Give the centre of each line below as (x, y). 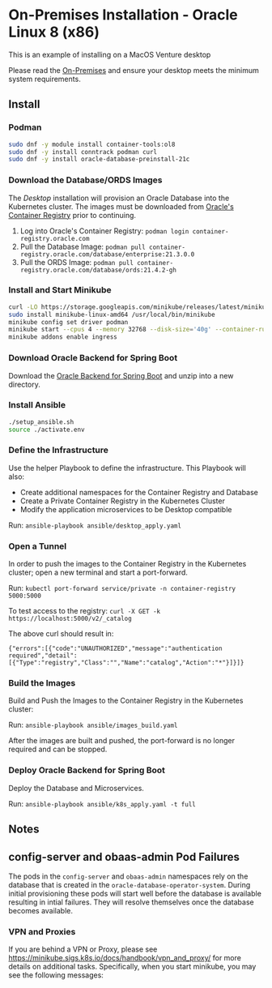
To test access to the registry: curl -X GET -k (84, 611)
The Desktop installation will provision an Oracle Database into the (119, 198)
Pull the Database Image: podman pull (83, 246)
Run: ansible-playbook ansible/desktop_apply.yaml (95, 525)
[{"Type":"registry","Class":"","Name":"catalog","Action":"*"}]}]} (126, 663)
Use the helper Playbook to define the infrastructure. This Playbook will (127, 468)
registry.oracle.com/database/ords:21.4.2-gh (98, 270)
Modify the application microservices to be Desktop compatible (126, 509)
